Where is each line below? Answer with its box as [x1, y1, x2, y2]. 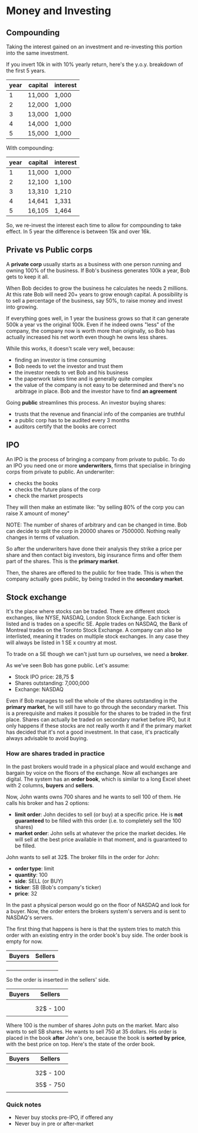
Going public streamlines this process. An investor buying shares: [6, 399, 166, 406]
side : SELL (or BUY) [14, 877, 64, 884]
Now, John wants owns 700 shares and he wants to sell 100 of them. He [6, 793, 181, 800]
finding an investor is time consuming [14, 356, 106, 363]
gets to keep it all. [6, 273, 49, 280]
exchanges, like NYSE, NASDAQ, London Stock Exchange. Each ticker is [6, 614, 181, 621]
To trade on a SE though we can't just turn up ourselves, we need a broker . [6, 651, 189, 658]
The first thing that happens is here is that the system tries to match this [6, 925, 181, 932]
